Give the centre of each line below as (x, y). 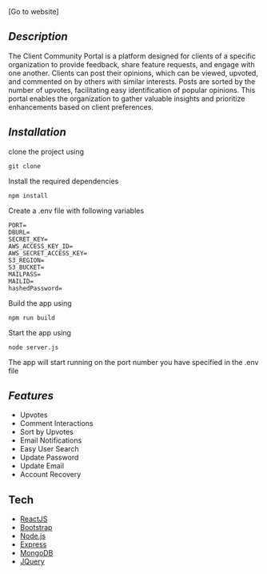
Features (31, 396)
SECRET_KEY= (28, 239)
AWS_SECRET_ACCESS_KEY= (48, 253)
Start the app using (40, 332)
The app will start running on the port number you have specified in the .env (133, 362)
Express (33, 544)
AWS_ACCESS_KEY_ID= (41, 246)
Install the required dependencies (64, 181)
